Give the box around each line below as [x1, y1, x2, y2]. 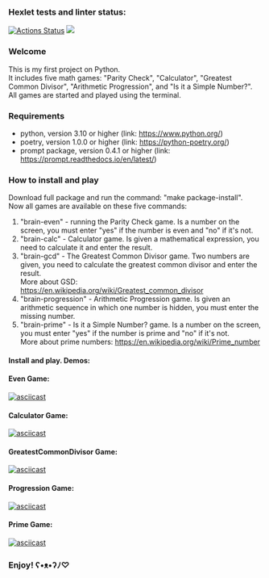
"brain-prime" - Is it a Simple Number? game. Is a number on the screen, [19, 320, 262, 329]
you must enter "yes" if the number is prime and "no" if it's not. [19, 329, 230, 338]
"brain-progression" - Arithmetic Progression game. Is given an [19, 294, 231, 304]
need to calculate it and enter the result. [19, 243, 153, 253]
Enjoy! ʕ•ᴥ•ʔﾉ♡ [8, 559, 70, 571]
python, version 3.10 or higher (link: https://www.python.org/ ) [19, 128, 224, 138]
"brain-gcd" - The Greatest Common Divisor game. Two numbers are [19, 251, 250, 261]
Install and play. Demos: [8, 355, 90, 365]
